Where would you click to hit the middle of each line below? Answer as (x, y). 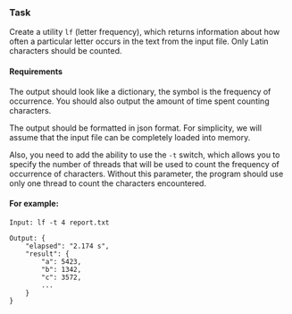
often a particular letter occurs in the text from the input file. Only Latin (139, 41)
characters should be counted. (66, 51)
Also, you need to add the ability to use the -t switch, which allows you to (145, 155)
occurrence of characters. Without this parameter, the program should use (146, 174)
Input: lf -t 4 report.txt (59, 222)
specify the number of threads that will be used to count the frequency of (144, 164)
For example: (34, 204)
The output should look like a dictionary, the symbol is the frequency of (140, 91)
